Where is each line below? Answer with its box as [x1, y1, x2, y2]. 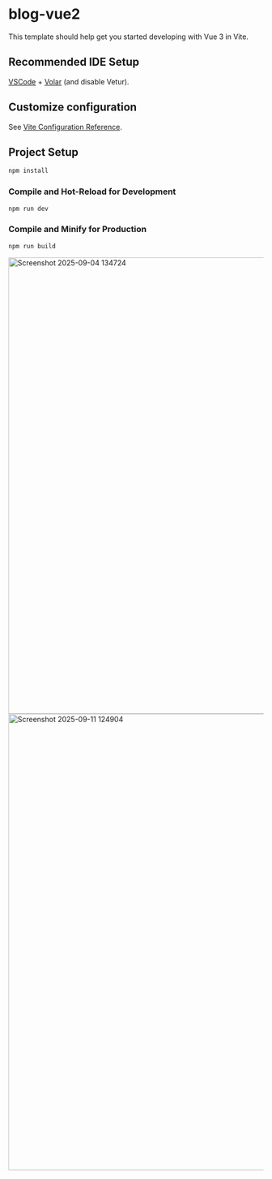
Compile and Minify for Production [8, 224, 147, 235]
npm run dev [8, 204, 49, 213]
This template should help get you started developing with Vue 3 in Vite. [8, 32, 249, 41]
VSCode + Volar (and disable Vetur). [8, 76, 130, 86]
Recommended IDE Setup [8, 55, 140, 69]
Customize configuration [8, 101, 138, 114]
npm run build [8, 242, 57, 250]
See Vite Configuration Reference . [8, 122, 123, 131]
